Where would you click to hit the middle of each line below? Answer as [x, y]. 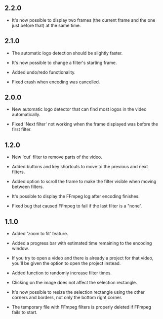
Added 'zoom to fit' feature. [40, 234]
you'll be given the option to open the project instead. [66, 263]
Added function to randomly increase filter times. [62, 273]
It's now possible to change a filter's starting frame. [64, 63]
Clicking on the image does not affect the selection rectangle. [74, 283]
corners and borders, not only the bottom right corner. [67, 298]
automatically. [26, 115]
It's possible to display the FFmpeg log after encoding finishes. [76, 196]
